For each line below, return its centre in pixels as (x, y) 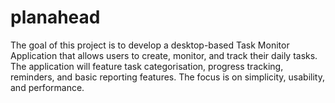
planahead (55, 17)
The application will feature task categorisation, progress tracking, (147, 66)
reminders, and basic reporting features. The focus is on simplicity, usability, (167, 77)
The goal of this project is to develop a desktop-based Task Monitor (150, 45)
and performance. (47, 87)
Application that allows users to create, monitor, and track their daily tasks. (164, 55)
